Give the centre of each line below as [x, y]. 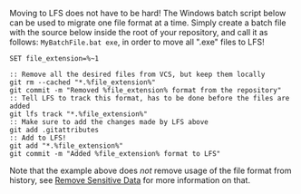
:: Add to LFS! [38, 138]
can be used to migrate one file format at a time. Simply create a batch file [148, 23]
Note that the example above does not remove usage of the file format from [150, 170]
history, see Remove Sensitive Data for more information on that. [130, 180]
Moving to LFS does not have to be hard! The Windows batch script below [148, 13]
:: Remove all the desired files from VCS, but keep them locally [137, 74]
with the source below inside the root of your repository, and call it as [139, 32]
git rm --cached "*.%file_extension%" [83, 82]
